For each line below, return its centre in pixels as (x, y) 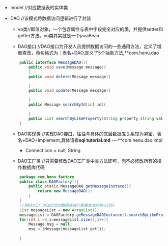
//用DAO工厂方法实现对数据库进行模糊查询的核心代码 (67, 205)
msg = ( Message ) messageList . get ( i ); (67, 229)
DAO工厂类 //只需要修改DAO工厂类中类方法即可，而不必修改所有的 (87, 161)
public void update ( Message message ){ (70, 91)
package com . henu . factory (47, 177)
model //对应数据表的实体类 (39, 7)
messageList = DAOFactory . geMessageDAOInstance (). (74, 215)
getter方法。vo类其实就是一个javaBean (59, 35)
